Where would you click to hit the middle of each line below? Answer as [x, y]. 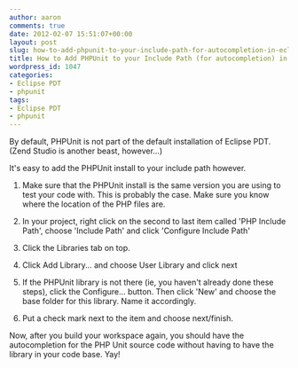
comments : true [37, 26]
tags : [19, 100]
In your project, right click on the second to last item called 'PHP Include [154, 222]
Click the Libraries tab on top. [76, 248]
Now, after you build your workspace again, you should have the [127, 336]
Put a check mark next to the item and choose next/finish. [127, 318]
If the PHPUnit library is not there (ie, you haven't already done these [148, 282]
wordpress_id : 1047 [45, 67]
